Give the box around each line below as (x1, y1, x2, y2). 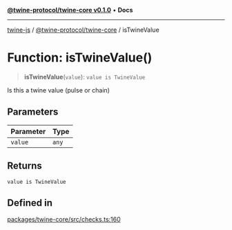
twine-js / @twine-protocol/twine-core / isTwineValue (7, 26, 160, 34)
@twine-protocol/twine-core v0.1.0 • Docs (7, 6, 133, 14)
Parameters (7, 106, 59, 118)
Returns (7, 160, 43, 172)
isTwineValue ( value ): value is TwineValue (23, 73, 146, 81)
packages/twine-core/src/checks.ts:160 (7, 215, 121, 224)
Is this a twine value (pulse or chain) (7, 86, 110, 94)
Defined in (7, 197, 53, 209)
